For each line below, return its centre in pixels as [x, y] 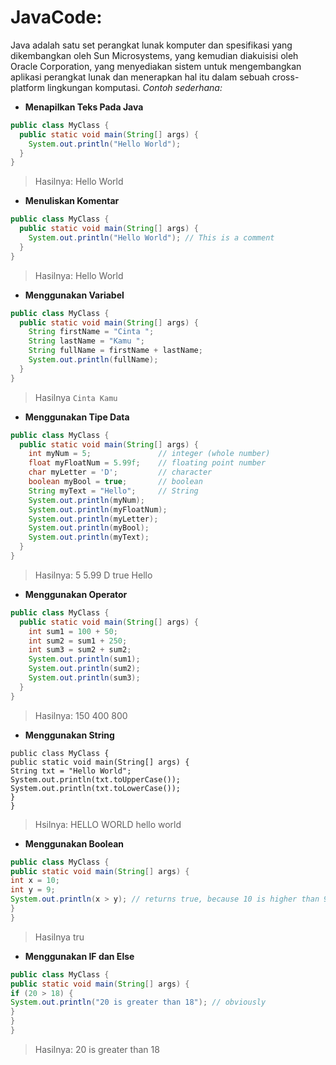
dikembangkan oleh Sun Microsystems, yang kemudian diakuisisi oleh [154, 55]
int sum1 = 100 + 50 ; [73, 631]
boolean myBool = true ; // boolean [115, 482]
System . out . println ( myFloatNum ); [98, 509]
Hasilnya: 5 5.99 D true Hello [93, 575]
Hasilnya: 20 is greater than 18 [97, 1049]
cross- [285, 77]
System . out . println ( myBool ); [89, 528]
